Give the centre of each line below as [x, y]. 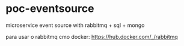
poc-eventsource [50, 9]
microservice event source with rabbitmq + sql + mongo [75, 25]
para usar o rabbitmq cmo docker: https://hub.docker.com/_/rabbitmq [92, 36]
